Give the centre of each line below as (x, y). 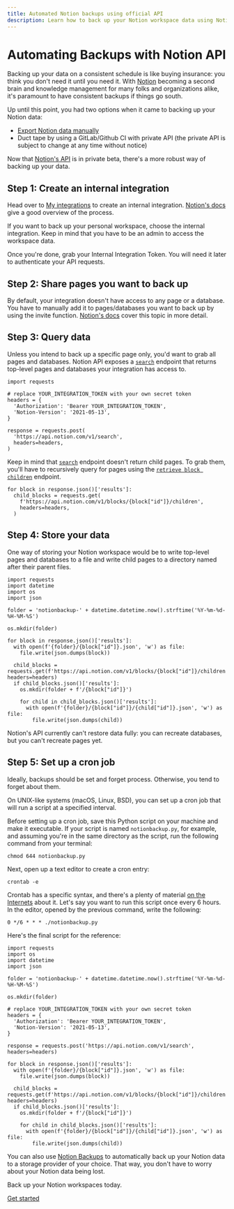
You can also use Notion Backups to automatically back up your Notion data (116, 1156)
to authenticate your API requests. (56, 262)
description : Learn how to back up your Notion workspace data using (110, 20)
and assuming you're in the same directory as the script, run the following (113, 836)
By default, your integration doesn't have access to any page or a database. (116, 301)
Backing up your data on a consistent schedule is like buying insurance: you (116, 74)
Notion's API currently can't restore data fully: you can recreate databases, (115, 733)
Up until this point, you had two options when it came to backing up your (111, 110)
